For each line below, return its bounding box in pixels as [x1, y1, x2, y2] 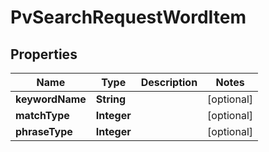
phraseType [15, 125, 73, 138]
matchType [15, 109, 70, 122]
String [95, 92, 127, 106]
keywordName [15, 92, 87, 106]
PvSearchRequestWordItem [10, 6, 247, 29]
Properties [10, 46, 78, 63]
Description [140, 76, 198, 89]
